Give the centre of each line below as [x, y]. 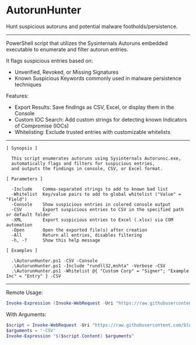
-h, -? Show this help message [56, 240]
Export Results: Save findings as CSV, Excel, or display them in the [94, 107]
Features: [17, 96]
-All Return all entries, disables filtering [77, 235]
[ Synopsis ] [22, 148]
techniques [28, 84]
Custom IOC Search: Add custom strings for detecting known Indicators [101, 119]
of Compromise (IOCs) [41, 126]
